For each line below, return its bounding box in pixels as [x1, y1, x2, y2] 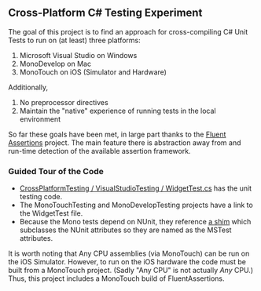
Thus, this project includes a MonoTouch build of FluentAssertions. [8, 274, 225, 283]
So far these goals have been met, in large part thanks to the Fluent [8, 129, 226, 139]
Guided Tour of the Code [8, 166, 104, 176]
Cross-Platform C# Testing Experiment [8, 6, 203, 20]
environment [19, 114, 61, 124]
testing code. [19, 192, 63, 202]
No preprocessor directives [19, 97, 108, 107]
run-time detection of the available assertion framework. [8, 146, 191, 155]
